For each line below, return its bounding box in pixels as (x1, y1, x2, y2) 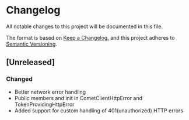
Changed (6, 75, 33, 83)
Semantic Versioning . (6, 40, 57, 47)
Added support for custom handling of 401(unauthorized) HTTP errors (14, 107, 184, 114)
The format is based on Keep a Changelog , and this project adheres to (6, 34, 175, 41)
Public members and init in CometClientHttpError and (14, 94, 143, 101)
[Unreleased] (6, 57, 55, 67)
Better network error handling (14, 88, 86, 95)
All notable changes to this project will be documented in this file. (6, 23, 163, 30)
